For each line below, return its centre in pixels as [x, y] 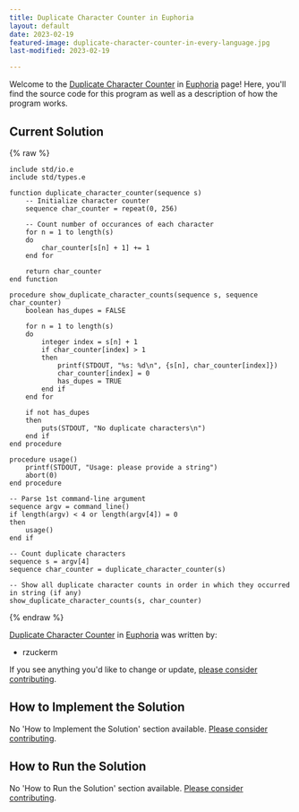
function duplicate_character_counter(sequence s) [106, 193]
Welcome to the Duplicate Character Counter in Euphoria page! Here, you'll [148, 84]
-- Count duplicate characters [68, 553]
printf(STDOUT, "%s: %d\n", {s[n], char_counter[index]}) [167, 365]
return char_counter [64, 271]
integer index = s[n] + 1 [90, 341]
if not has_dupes [58, 412]
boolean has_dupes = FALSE [76, 310]
